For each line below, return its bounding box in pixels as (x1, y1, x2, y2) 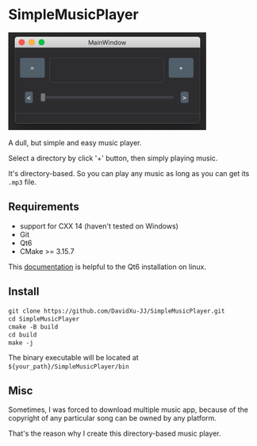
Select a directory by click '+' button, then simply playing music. (8, 153, 218, 163)
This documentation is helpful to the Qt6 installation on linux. (8, 262, 207, 271)
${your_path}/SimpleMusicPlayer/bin (8, 363, 129, 371)
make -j (8, 339, 34, 347)
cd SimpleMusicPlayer (8, 315, 80, 323)
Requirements (8, 200, 79, 213)
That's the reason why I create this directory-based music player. (8, 429, 221, 438)
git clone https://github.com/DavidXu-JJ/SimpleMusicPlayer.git (8, 307, 225, 315)
